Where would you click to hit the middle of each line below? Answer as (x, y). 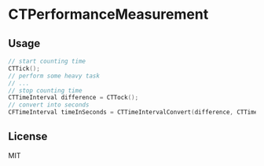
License (28, 137)
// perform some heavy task (54, 76)
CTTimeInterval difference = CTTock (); (73, 98)
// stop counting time (45, 90)
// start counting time (47, 61)
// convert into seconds (49, 105)
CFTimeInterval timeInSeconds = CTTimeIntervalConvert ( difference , (121, 112)
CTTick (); (24, 68)
